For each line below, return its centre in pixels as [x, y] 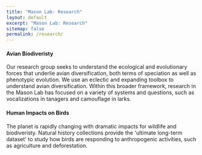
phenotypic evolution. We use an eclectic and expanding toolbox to [90, 80]
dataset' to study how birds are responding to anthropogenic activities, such [101, 139]
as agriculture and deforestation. [47, 145]
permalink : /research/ [35, 34]
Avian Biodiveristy [30, 53]
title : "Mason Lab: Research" [44, 12]
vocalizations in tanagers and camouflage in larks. [69, 99]
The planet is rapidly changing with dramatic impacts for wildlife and [91, 126]
